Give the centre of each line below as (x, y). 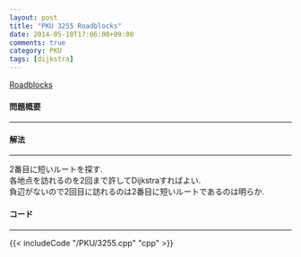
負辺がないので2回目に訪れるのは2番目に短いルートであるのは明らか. (137, 192)
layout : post (34, 17)
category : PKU (36, 51)
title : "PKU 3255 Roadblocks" (66, 26)
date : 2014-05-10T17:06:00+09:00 (72, 34)
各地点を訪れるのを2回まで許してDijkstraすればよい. (105, 181)
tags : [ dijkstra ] (42, 59)
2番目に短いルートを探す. (56, 169)
